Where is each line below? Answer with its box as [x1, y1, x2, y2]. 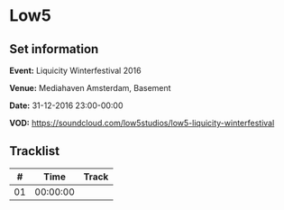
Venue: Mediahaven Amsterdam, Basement [9, 83, 171, 93]
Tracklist [9, 143, 60, 159]
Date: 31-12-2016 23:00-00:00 [9, 100, 124, 111]
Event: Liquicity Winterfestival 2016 [9, 65, 142, 76]
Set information [9, 41, 99, 57]
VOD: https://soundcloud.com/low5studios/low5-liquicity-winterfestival [9, 118, 275, 128]
